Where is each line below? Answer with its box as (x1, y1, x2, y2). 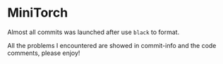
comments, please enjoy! (7, 49, 80, 57)
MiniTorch (7, 5, 68, 21)
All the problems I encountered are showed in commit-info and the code (7, 41, 217, 49)
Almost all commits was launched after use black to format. (7, 28, 180, 36)
